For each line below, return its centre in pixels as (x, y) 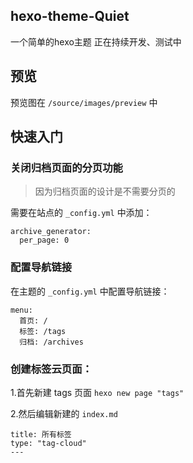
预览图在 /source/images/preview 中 (84, 102)
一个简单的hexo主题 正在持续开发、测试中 (96, 41)
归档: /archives (51, 342)
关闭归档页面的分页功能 (66, 167)
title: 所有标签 (41, 434)
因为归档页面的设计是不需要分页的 (105, 191)
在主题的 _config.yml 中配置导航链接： (90, 291)
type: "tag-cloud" (48, 443)
